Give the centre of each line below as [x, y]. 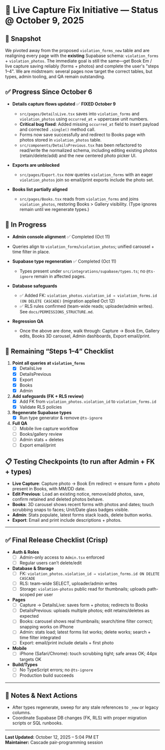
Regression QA [28, 321]
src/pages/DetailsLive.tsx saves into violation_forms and [80, 114]
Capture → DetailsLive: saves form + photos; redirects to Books [84, 605]
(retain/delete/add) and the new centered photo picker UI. [78, 155]
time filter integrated [40, 638]
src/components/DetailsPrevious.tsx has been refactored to [81, 145]
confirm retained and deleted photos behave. [58, 499]
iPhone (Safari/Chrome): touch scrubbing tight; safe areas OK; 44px [88, 654]
